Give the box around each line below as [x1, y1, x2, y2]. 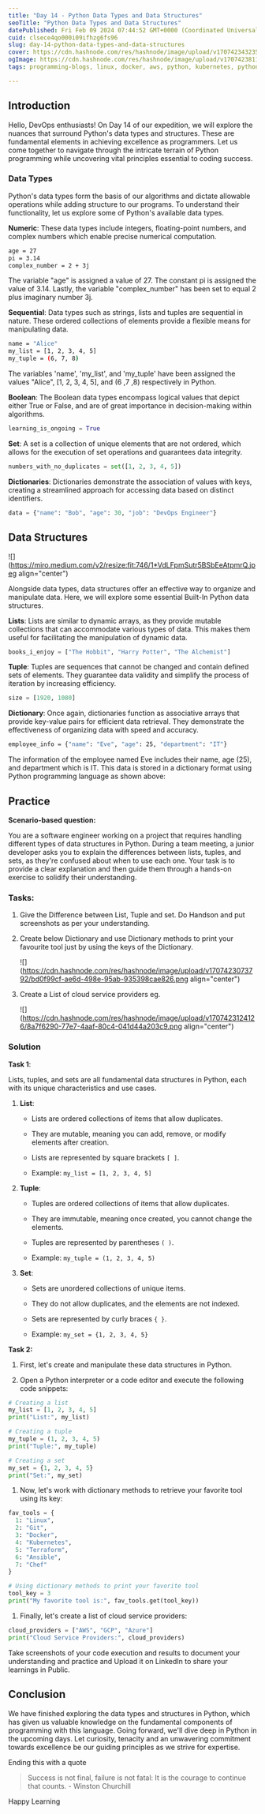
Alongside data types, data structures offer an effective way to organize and [8, 583, 256, 593]
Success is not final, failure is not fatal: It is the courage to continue [27, 1773, 247, 1782]
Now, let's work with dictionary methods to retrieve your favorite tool [19, 1486, 243, 1495]
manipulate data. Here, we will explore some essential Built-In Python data [8, 592, 250, 602]
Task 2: [8, 1344, 33, 1354]
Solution [8, 1041, 42, 1052]
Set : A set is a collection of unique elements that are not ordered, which [8, 439, 242, 448]
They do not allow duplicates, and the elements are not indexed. [31, 1299, 241, 1308]
